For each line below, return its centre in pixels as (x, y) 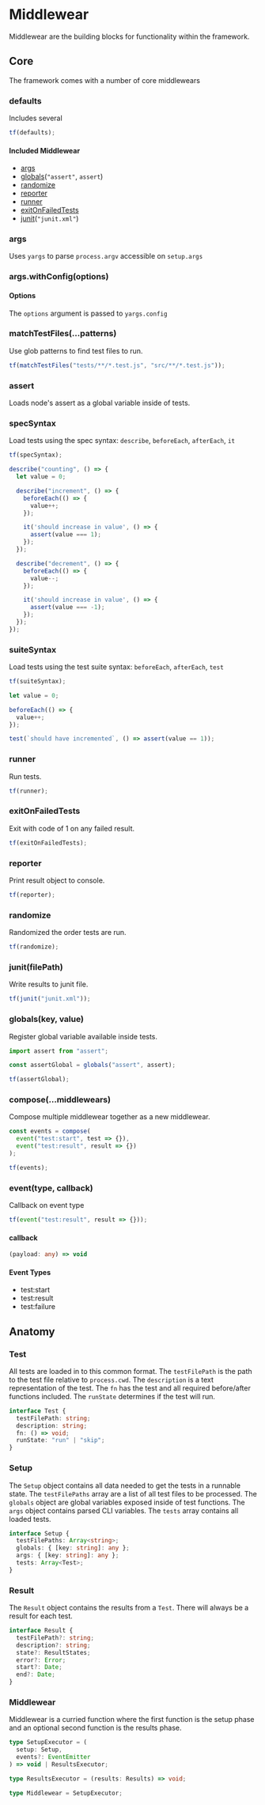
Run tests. (25, 776)
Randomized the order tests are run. (68, 933)
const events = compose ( (50, 1131)
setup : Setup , (39, 1750)
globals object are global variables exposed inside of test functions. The (127, 1502)
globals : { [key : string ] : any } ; (73, 1548)
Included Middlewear (45, 150)
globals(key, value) (46, 1020)
